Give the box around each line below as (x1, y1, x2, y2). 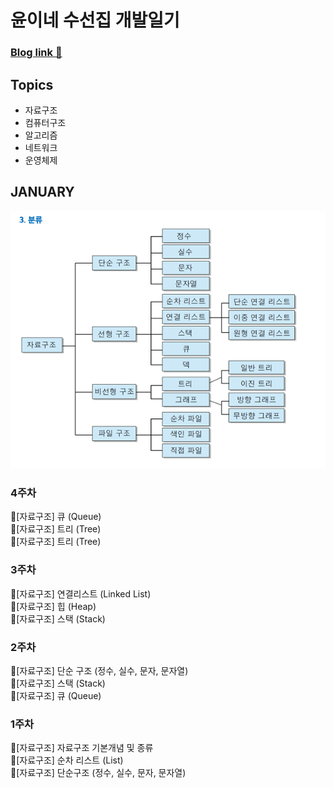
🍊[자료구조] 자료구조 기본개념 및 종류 (10, 742, 154, 754)
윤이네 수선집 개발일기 (10, 9, 180, 32)
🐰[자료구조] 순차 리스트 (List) (10, 754, 124, 766)
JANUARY (10, 184, 75, 201)
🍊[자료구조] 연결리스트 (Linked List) (10, 587, 152, 600)
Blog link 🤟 (10, 46, 63, 60)
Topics (10, 76, 54, 93)
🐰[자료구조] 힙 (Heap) (10, 600, 97, 612)
